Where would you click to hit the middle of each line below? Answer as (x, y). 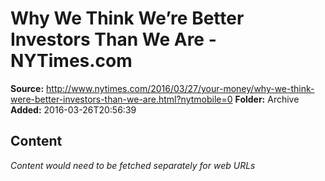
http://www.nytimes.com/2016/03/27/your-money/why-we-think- (180, 88)
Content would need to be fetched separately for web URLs (133, 165)
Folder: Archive (267, 99)
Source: (27, 88)
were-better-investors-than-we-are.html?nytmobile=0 (121, 99)
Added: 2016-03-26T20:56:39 (73, 109)
